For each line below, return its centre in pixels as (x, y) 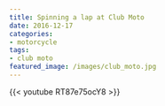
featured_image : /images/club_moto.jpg (83, 67)
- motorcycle (33, 42)
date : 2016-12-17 (41, 26)
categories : (31, 34)
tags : (19, 50)
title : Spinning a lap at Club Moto (77, 17)
